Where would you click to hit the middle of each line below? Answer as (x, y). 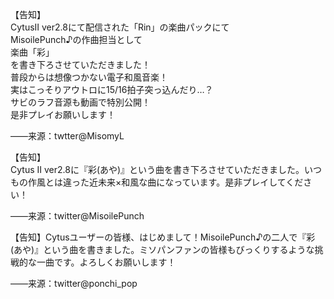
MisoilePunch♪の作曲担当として (76, 39)
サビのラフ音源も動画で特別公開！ (80, 102)
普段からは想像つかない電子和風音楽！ (89, 77)
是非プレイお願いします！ (63, 114)
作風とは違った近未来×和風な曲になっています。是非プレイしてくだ (165, 182)
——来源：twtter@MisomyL (67, 136)
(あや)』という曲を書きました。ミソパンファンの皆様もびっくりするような (162, 249)
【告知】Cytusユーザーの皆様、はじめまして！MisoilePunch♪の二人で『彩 (163, 237)
